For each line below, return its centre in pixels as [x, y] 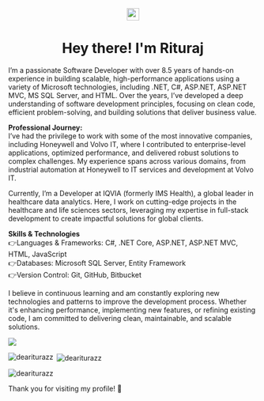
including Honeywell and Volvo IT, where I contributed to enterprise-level [127, 144]
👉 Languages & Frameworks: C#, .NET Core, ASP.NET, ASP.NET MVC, [123, 242]
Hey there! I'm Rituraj [133, 49]
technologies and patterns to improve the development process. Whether [128, 301]
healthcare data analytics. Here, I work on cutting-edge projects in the [123, 202]
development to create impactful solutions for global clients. [106, 218]
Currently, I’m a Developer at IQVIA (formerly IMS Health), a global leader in [131, 193]
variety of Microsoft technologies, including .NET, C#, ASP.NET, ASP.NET [128, 87]
